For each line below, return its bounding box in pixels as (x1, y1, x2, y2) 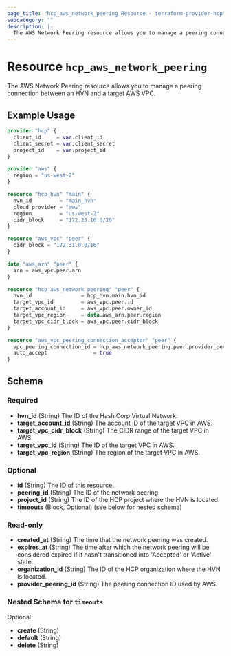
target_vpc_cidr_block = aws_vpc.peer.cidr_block (13, 318, 158, 325)
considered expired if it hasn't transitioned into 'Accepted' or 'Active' (16, 550, 212, 559)
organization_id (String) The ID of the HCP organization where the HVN (16, 565, 221, 573)
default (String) (16, 633, 62, 642)
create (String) (16, 626, 60, 635)
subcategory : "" (7, 17, 54, 23)
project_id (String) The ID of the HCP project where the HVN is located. (16, 496, 220, 504)
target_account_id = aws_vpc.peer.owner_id (13, 305, 153, 312)
